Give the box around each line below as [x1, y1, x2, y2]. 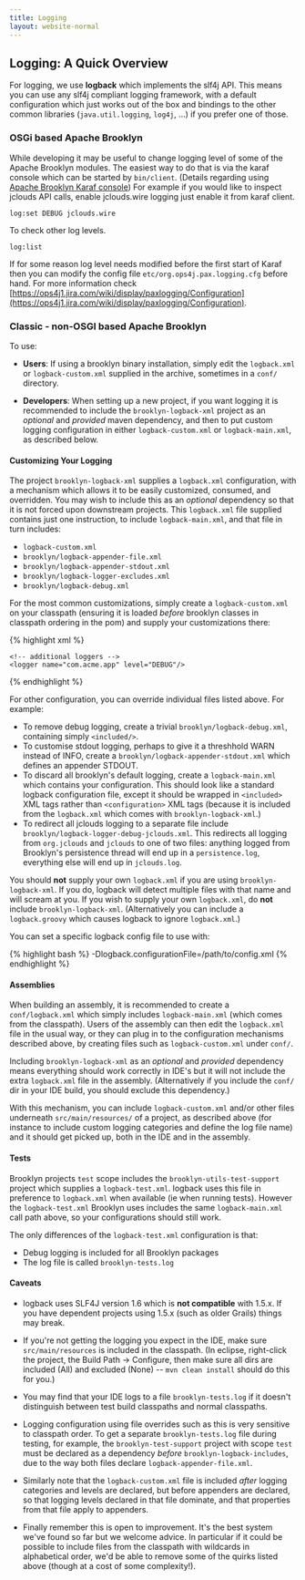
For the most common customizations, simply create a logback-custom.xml [9, 598, 289, 609]
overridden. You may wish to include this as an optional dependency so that [9, 494, 294, 506]
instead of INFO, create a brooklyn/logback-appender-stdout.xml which [22, 750, 290, 761]
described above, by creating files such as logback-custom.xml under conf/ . [9, 1038, 294, 1049]
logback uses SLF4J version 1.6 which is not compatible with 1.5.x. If [22, 1297, 282, 1308]
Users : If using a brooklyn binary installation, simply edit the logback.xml [22, 357, 296, 369]
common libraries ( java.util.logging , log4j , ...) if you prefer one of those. [9, 108, 289, 119]
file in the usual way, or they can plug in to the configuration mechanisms [9, 1028, 284, 1039]
